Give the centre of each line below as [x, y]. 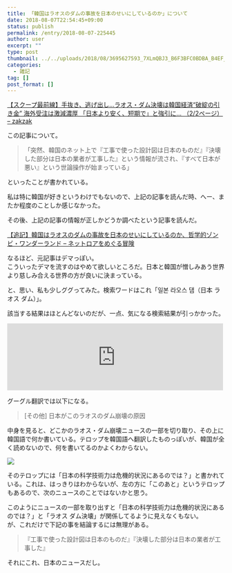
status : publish [30, 26]
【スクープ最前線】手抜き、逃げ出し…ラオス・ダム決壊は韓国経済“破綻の [110, 105]
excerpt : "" [24, 46]
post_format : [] [30, 84]
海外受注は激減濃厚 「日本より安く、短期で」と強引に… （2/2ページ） [123, 113]
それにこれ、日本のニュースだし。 [56, 563]
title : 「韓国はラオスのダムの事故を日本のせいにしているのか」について [98, 13]
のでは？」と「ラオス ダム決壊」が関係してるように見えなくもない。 [105, 516]
